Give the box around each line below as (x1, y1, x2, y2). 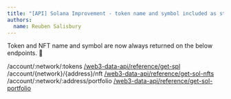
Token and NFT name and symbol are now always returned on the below (7, 42, 213, 50)
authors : (7, 16, 32, 23)
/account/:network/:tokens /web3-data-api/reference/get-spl (7, 63, 181, 71)
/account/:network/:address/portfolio (7, 77, 112, 85)
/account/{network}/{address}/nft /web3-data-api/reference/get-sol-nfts (7, 69, 214, 78)
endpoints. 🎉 (7, 49, 43, 57)
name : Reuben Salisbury (13, 23, 81, 30)
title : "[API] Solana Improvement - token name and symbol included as (7, 10, 217, 17)
